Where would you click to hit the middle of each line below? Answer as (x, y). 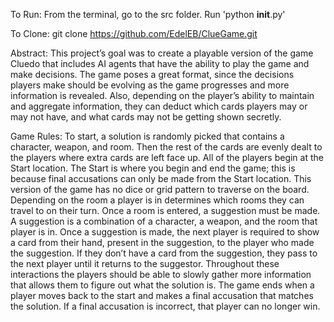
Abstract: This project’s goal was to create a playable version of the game (162, 53)
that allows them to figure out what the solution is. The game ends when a (162, 285)
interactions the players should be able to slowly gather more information (161, 274)
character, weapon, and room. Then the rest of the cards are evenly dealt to (166, 147)
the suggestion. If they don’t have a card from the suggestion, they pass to (164, 253)
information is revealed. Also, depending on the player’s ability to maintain (162, 95)
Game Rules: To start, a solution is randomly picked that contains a (147, 136)
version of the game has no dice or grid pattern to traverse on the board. (160, 189)
